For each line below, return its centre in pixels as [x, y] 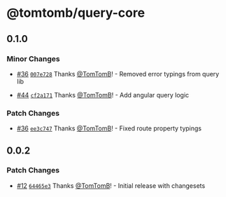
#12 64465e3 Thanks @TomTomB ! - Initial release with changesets [111, 185]
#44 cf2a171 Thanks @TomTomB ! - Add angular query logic [103, 95]
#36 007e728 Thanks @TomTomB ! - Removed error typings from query [118, 74]
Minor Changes [33, 59]
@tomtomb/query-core [76, 13]
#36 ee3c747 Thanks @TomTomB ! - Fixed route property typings [109, 128]
